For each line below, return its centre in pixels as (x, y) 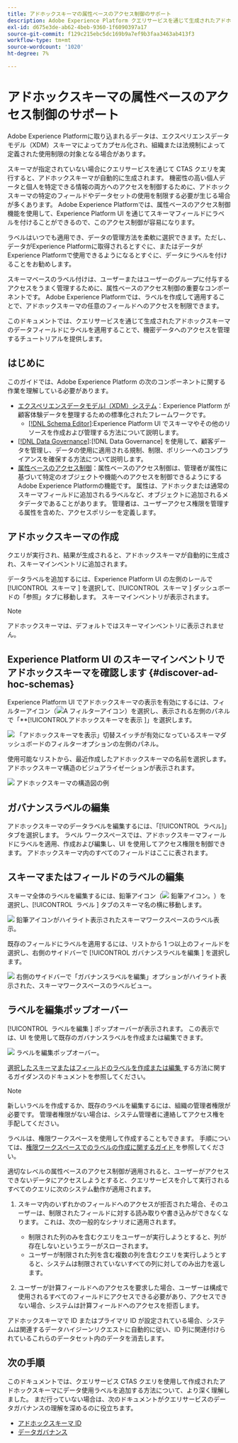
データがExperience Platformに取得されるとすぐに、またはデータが (105, 246)
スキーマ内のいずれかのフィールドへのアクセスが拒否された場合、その (120, 1204)
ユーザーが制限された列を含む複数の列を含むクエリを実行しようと (124, 1255)
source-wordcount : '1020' (45, 47)
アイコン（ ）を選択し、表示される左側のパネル (128, 711)
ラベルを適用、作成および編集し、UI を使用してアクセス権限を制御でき (123, 844)
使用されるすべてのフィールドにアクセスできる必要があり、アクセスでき (122, 1296)
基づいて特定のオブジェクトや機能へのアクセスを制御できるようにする (120, 476)
